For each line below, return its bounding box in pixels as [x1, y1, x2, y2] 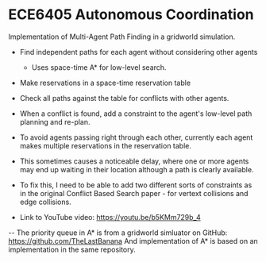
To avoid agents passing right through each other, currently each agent [19, 133, 253, 142]
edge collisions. [19, 197, 71, 206]
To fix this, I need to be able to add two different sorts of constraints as [19, 180, 253, 190]
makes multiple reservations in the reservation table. [19, 141, 192, 150]
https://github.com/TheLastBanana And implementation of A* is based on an [8, 236, 258, 245]
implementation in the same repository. [8, 245, 137, 254]
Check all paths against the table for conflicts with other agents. [19, 93, 229, 102]
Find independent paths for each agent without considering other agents [19, 47, 258, 56]
